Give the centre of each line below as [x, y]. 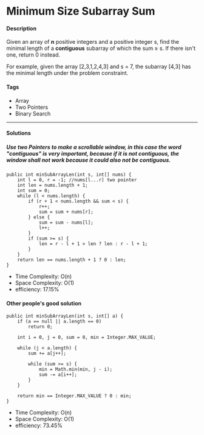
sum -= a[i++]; [58, 375]
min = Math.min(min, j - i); [76, 369]
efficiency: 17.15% [37, 290]
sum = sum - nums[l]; [66, 223]
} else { [39, 217]
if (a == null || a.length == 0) [59, 322]
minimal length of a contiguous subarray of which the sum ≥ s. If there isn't [101, 48]
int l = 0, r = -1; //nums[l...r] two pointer [77, 180]
